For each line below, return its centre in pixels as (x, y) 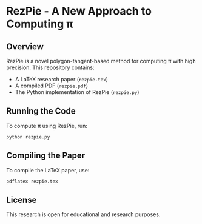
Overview (25, 46)
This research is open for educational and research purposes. (83, 214)
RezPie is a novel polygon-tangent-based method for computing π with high (101, 61)
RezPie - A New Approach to (79, 11)
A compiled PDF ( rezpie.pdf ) (52, 86)
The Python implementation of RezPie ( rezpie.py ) (77, 92)
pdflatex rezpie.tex (32, 181)
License (22, 200)
